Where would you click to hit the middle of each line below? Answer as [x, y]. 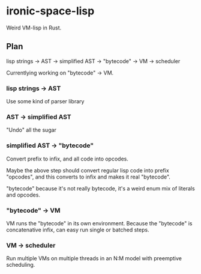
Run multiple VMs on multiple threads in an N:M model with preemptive [94, 258]
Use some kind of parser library [45, 102]
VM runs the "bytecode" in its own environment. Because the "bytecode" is [99, 223]
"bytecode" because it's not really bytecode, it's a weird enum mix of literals [100, 188]
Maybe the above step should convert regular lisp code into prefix [88, 170]
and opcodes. [23, 195]
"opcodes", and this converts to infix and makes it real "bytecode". [88, 177]
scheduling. [21, 265]
